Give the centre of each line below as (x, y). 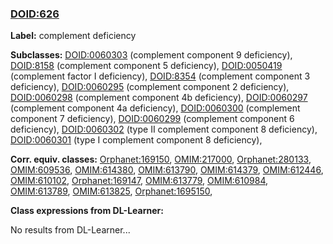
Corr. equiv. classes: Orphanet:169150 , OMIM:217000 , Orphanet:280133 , (161, 159)
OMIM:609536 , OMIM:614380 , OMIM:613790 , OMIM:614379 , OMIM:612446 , (167, 170)
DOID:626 (35, 14)
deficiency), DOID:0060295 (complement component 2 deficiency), (150, 87)
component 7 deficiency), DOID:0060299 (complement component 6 (152, 119)
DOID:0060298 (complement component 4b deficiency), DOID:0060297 (159, 98)
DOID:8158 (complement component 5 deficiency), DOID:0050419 (146, 66)
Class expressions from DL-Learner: (87, 211)
